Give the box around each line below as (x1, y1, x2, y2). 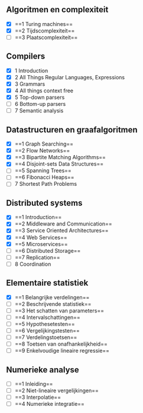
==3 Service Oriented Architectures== (14, 227, 109, 234)
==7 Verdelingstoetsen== (14, 334, 77, 341)
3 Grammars (14, 80, 45, 88)
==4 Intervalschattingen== (14, 314, 81, 321)
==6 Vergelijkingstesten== (14, 327, 80, 334)
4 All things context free (14, 87, 74, 94)
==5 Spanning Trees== (14, 167, 72, 174)
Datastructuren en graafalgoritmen (6, 124, 138, 135)
